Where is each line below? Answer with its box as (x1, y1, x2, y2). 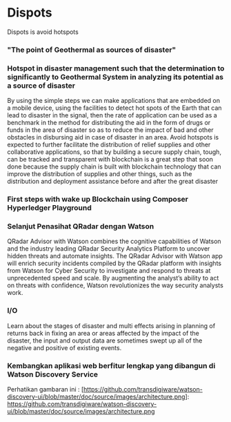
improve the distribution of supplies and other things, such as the (7, 170, 192, 178)
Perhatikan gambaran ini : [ (7, 385, 84, 393)
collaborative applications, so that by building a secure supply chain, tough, (7, 148, 222, 156)
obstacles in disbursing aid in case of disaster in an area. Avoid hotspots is (7, 133, 219, 142)
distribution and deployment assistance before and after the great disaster (7, 178, 219, 186)
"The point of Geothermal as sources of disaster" (7, 45, 177, 55)
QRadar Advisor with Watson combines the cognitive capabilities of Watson (7, 237, 222, 246)
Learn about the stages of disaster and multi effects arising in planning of (7, 321, 216, 329)
